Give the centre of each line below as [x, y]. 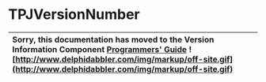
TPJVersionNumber [74, 15]
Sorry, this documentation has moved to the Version [113, 39]
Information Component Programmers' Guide [100, 49]
